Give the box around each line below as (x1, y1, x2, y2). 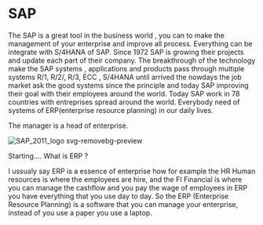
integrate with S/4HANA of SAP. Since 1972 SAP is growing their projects (8, 47, 244, 56)
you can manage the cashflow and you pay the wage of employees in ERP (8, 183, 248, 192)
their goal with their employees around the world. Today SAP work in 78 (8, 89, 240, 98)
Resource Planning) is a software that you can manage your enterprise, (8, 199, 238, 209)
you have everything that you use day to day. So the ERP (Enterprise (8, 191, 229, 201)
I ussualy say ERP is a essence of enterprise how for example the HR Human (8, 166, 256, 176)
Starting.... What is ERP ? (8, 151, 89, 161)
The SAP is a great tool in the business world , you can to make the (8, 31, 225, 40)
